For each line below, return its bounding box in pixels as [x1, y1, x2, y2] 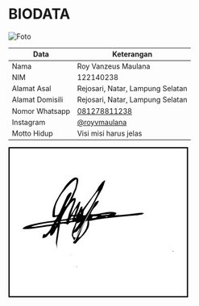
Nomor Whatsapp [11, 106, 71, 115]
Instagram [11, 117, 46, 127]
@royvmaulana [77, 117, 127, 127]
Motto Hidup [11, 128, 54, 138]
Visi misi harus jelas [77, 128, 143, 138]
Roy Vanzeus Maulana [77, 61, 151, 71]
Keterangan [112, 49, 153, 59]
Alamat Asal [11, 84, 52, 94]
